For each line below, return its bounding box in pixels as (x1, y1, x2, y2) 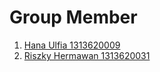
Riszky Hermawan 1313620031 (23, 49, 151, 61)
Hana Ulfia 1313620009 (23, 39, 121, 51)
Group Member (9, 6, 138, 29)
